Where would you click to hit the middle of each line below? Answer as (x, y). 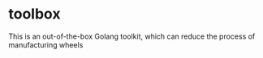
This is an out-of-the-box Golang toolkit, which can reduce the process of (132, 36)
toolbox (34, 14)
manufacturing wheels (46, 44)
